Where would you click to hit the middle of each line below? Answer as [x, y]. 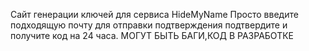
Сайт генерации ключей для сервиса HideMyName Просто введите [154, 14]
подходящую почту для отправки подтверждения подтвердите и [149, 25]
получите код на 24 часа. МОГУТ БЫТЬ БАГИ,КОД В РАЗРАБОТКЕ [152, 35]
